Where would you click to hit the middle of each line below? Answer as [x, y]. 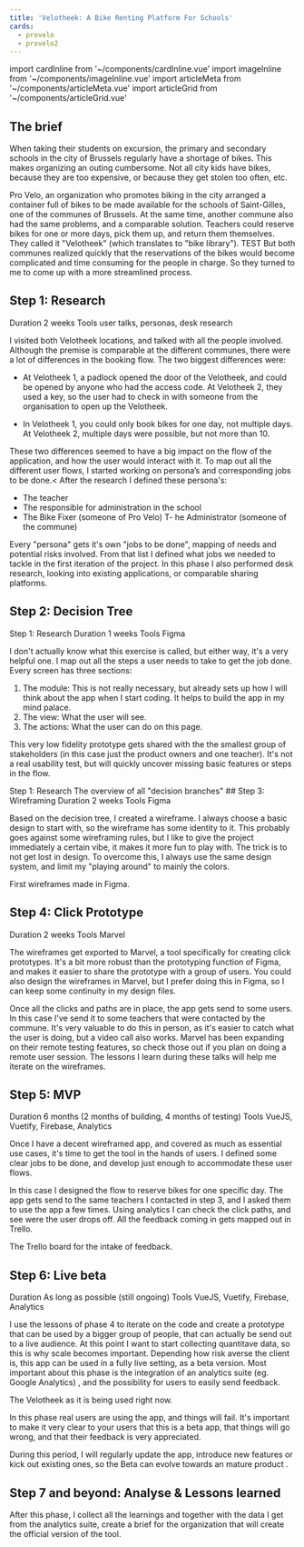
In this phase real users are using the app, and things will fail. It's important [150, 1418]
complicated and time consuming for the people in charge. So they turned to [152, 263]
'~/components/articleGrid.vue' [68, 98]
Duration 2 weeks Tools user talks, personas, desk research [121, 323]
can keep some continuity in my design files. [93, 991]
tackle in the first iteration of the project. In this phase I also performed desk [152, 564]
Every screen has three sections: [71, 670]
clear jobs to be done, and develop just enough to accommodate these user [151, 1163]
